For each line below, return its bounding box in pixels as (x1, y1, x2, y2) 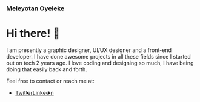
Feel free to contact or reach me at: (6, 77, 95, 84)
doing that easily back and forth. (6, 65, 87, 73)
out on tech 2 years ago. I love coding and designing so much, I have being (6, 59, 194, 66)
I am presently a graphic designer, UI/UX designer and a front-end (6, 46, 172, 54)
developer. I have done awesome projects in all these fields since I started (6, 53, 191, 60)
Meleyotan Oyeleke (6, 4, 65, 13)
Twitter (15, 89, 33, 96)
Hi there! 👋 (6, 27, 61, 40)
